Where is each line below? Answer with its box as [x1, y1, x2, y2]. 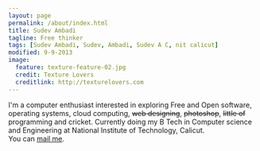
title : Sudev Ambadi [8, 26, 77, 34]
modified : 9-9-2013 [8, 48, 73, 56]
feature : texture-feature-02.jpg [15, 64, 126, 72]
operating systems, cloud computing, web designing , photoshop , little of [8, 108, 246, 118]
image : [8, 56, 30, 64]
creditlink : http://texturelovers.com [15, 78, 145, 86]
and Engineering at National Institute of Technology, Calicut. [8, 125, 205, 135]
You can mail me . [8, 134, 65, 143]
